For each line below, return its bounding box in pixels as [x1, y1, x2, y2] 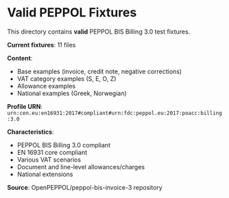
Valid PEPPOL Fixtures [7, 5, 137, 21]
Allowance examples [16, 82, 76, 90]
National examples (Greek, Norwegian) [16, 89, 127, 97]
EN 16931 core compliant [16, 148, 88, 156]
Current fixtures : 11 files [7, 40, 76, 49]
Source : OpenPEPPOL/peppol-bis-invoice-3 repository [7, 183, 162, 191]
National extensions [16, 170, 73, 178]
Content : [7, 53, 33, 62]
